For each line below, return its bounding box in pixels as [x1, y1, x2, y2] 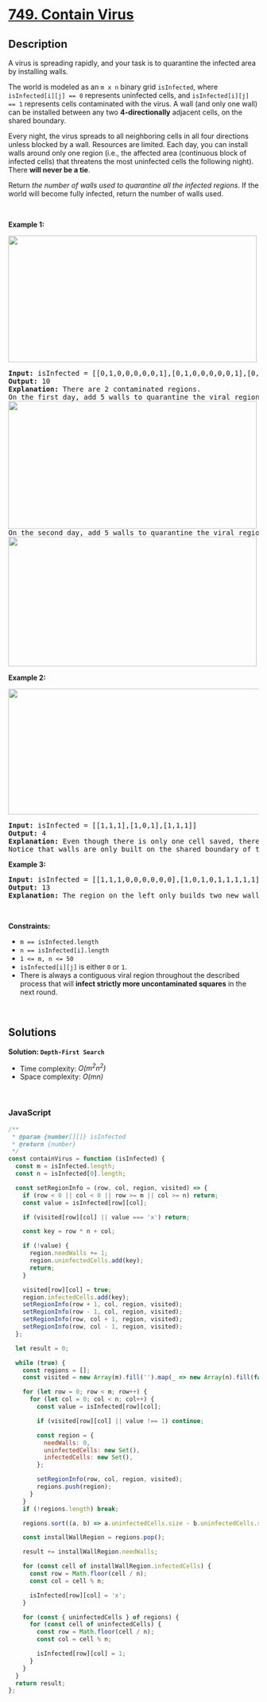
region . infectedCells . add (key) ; [22, 1293, 130, 1301]
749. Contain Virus [8, 6, 134, 24]
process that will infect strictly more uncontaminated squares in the [19, 979, 247, 988]
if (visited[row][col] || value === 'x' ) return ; [22, 1213, 191, 1221]
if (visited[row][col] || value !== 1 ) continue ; [37, 1417, 204, 1425]
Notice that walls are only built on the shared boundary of [8, 845, 252, 854]
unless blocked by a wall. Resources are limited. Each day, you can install [8, 140, 249, 149]
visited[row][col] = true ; [22, 1285, 112, 1293]
